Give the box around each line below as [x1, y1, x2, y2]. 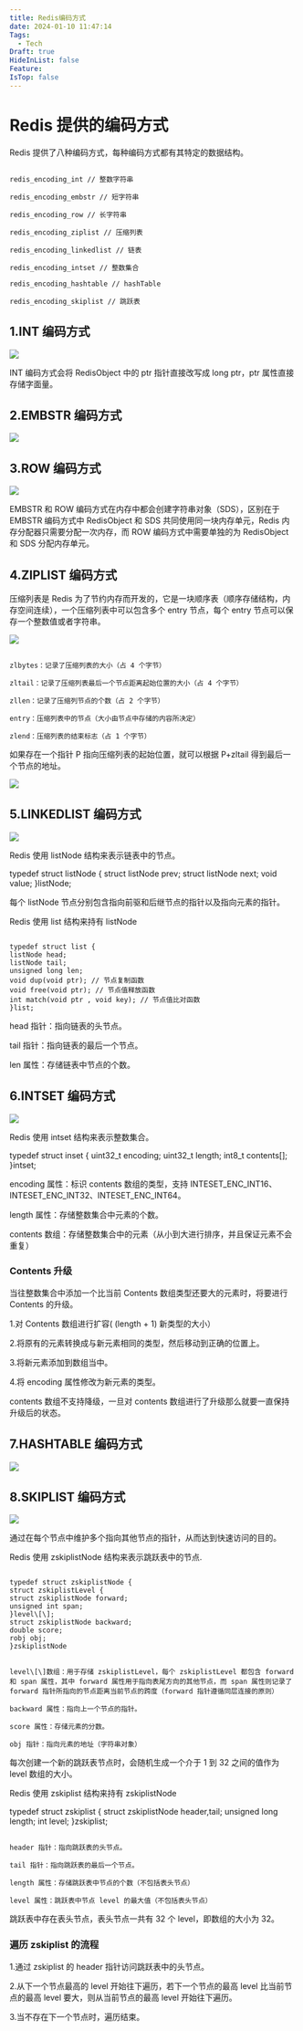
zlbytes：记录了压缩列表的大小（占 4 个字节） [9, 661, 166, 670]
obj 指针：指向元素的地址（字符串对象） [9, 1740, 141, 1749]
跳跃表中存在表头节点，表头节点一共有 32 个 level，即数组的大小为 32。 [9, 1913, 280, 1924]
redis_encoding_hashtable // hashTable [9, 279, 162, 288]
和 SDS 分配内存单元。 [9, 538, 94, 549]
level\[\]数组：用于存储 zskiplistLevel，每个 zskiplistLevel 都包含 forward [9, 1668, 295, 1677]
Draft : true [9, 47, 55, 57]
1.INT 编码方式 [9, 324, 90, 340]
